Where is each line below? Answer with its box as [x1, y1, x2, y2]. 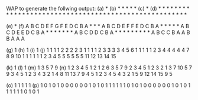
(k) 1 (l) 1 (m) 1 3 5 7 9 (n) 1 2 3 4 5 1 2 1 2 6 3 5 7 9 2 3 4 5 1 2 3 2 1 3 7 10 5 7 [6, 64, 192, 71]
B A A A [6, 35, 25, 42]
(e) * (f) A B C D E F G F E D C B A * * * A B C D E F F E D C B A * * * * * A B [6, 23, 189, 29]
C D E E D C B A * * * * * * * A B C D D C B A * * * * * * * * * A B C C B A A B [6, 29, 190, 36]
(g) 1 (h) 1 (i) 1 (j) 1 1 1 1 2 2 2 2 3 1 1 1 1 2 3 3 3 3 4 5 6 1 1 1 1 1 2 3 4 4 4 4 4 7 [6, 46, 190, 54]
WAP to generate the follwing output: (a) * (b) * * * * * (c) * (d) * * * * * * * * [6, 5, 190, 12]
